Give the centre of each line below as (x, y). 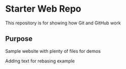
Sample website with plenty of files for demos (53, 51)
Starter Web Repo (43, 9)
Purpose (19, 39)
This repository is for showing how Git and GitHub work (63, 23)
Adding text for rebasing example (40, 61)
